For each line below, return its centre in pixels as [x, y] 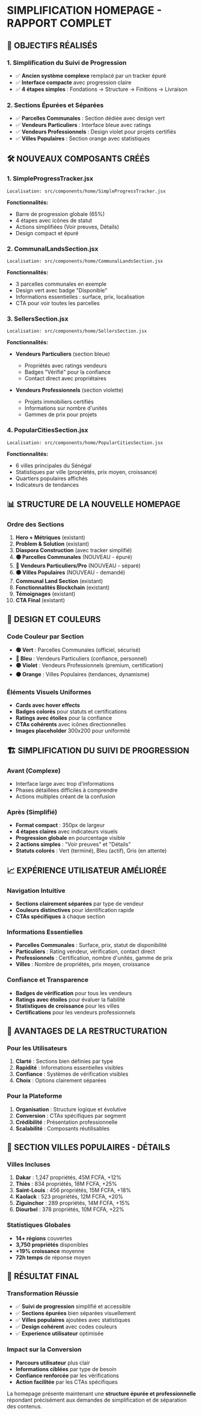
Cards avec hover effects [48, 705]
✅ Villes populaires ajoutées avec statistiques [73, 1320]
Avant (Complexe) [34, 771]
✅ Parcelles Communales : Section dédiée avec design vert [90, 119]
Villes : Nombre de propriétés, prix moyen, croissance [83, 964]
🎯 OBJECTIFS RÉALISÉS [52, 45]
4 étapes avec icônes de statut [54, 220]
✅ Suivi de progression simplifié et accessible [73, 1307]
